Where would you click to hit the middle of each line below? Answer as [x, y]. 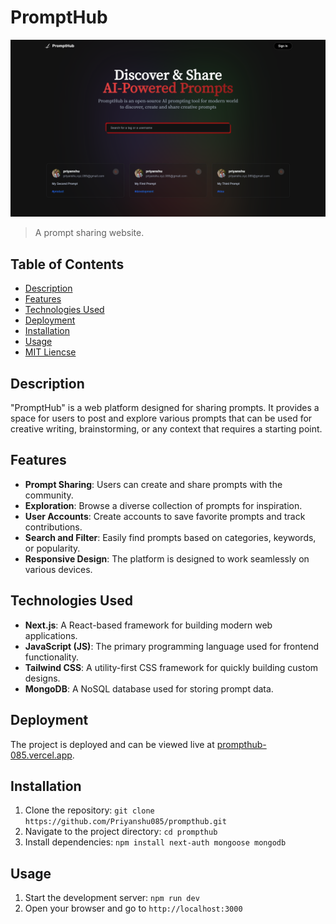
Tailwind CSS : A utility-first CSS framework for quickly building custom [171, 667]
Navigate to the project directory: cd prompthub [121, 832]
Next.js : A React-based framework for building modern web [148, 625]
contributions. [53, 527]
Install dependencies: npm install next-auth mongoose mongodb [155, 842]
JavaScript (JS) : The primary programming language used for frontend [171, 646]
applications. [51, 635]
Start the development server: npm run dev [112, 898]
